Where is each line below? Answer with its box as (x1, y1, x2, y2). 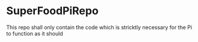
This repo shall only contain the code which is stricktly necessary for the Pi (6, 24, 193, 31)
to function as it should (6, 30, 63, 37)
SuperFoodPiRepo (6, 4, 99, 18)
